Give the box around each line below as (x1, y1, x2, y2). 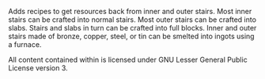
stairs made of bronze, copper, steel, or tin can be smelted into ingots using (8, 31, 255, 41)
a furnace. (8, 40, 42, 49)
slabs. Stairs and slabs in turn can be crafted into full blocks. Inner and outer (8, 23, 257, 32)
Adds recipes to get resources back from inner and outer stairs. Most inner (8, 7, 252, 16)
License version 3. (8, 63, 69, 73)
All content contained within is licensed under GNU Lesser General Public (8, 55, 248, 64)
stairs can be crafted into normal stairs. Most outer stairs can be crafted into (8, 15, 257, 24)
